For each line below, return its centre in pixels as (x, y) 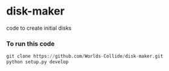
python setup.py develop (37, 62)
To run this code (30, 44)
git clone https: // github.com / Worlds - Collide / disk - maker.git (85, 56)
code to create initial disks (39, 28)
